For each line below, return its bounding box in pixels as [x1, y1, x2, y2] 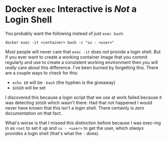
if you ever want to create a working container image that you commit [5, 54, 148, 60]
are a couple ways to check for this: [5, 70, 79, 75]
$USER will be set [12, 84, 46, 90]
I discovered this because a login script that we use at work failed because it [5, 94, 162, 100]
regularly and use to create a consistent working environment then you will [5, 59, 158, 65]
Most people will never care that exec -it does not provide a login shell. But [5, 49, 161, 55]
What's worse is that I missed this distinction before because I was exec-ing [5, 120, 161, 126]
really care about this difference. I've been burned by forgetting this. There [5, 65, 159, 70]
